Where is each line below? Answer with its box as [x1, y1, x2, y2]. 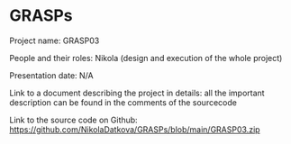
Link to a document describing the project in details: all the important [9, 87, 265, 98]
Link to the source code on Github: [9, 114, 138, 125]
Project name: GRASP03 [9, 35, 100, 46]
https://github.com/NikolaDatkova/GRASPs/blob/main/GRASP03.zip [9, 123, 260, 135]
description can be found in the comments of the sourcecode [9, 96, 237, 108]
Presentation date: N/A [9, 69, 94, 81]
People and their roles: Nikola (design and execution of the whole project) [9, 52, 283, 63]
